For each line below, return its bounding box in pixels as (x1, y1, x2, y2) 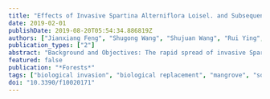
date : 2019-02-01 (8, 19, 67, 27)
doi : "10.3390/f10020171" (8, 78, 95, 86)
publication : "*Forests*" (8, 64, 95, 72)
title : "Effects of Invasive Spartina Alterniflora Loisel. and (8, 11, 228, 20)
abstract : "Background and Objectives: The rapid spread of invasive (8, 49, 247, 57)
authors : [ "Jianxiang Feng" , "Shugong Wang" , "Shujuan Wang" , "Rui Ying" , (8, 34, 264, 42)
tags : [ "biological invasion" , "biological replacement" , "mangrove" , (8, 71, 250, 79)
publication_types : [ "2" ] (8, 42, 95, 49)
